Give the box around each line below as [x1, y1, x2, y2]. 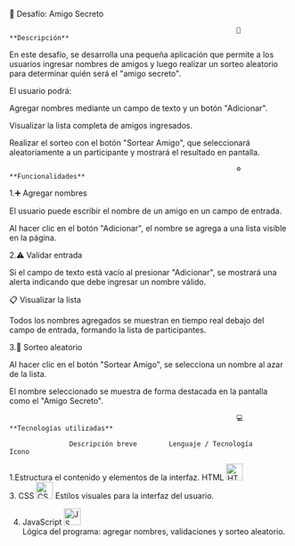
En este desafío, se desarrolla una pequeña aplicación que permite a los [9, 49, 275, 60]
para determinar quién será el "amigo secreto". [9, 68, 181, 79]
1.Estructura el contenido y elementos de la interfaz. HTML [9, 472, 225, 483]
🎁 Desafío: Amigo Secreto [9, 9, 104, 19]
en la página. [9, 232, 57, 243]
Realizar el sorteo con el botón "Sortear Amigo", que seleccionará [9, 138, 251, 147]
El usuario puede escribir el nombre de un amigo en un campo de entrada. [9, 206, 283, 216]
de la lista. [9, 369, 47, 379]
